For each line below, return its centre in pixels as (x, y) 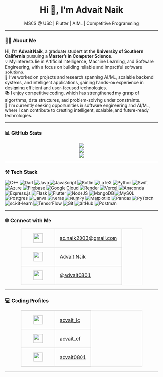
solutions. (15, 72)
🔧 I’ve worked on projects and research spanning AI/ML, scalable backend (79, 77)
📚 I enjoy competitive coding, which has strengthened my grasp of (72, 93)
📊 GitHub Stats (24, 133)
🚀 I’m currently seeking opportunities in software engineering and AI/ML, (78, 105)
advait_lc (70, 320)
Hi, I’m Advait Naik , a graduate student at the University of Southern (74, 51)
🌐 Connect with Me (28, 220)
